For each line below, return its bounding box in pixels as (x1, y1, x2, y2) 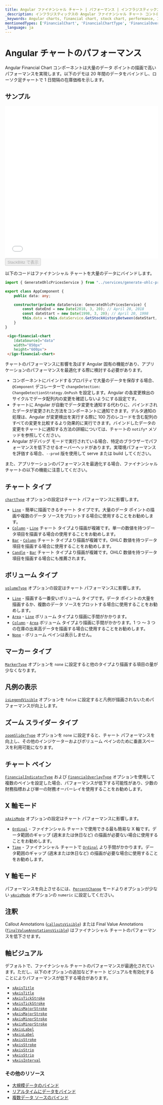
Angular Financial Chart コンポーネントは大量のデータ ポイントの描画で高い (5, 65, 157, 71)
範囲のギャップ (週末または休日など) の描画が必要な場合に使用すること (16, 850, 158, 856)
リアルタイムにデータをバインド (12, 1088, 76, 1094)
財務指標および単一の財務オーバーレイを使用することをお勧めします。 (5, 786, 145, 792)
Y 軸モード (5, 872, 37, 880)
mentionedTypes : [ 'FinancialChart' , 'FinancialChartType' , (5, 20, 127, 26)
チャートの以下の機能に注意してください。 (5, 467, 90, 473)
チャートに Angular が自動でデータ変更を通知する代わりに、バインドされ (12, 402, 158, 408)
